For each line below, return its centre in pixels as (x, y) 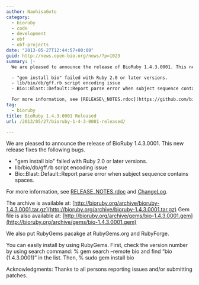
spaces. (24, 180)
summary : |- (21, 61)
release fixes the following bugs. (46, 150)
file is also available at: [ (36, 216)
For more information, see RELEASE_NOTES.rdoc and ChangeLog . (87, 192)
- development (29, 34)
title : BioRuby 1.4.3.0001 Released (51, 116)
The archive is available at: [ (40, 203)
